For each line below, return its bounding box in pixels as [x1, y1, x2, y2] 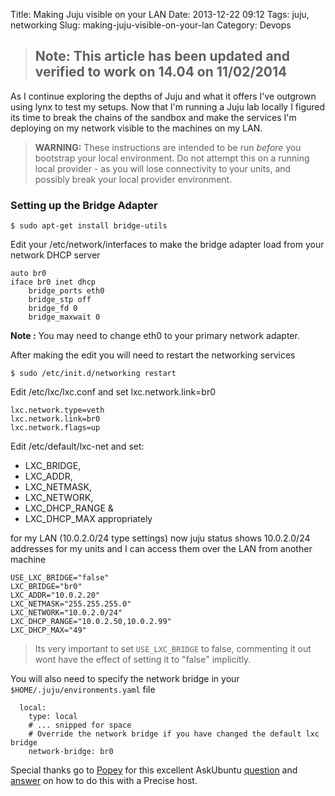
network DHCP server [10, 249, 101, 261]
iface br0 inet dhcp [10, 277, 97, 288]
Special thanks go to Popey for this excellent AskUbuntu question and [10, 764, 298, 776]
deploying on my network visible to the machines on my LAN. [10, 122, 263, 134]
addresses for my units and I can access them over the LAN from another [10, 543, 313, 555]
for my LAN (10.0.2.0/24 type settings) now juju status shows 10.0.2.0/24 [10, 532, 311, 544]
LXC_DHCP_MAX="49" [10, 625, 87, 636]
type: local [28, 712, 78, 722]
